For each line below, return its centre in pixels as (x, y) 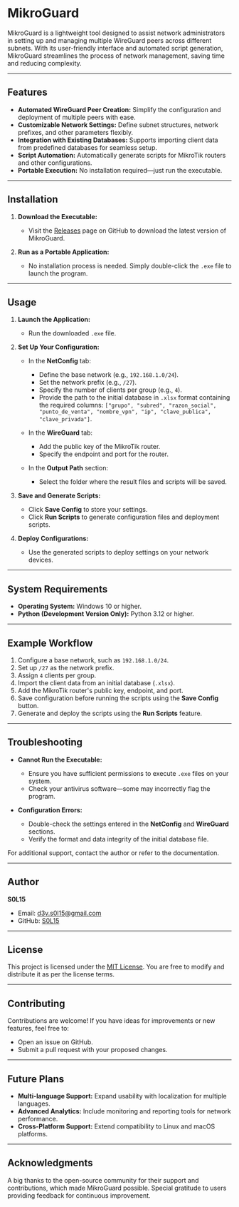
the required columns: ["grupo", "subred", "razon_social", (128, 405)
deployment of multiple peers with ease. (77, 117)
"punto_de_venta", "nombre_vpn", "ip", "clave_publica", (125, 412)
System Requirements (58, 589)
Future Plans (36, 1079)
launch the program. (58, 273)
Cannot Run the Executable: (60, 759)
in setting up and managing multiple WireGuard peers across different (110, 40)
